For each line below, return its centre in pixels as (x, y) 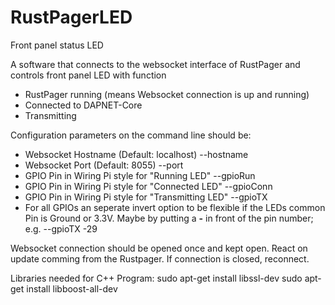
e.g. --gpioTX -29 (61, 228)
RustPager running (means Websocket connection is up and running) (167, 94)
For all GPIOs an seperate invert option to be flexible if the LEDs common (175, 207)
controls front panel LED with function (88, 75)
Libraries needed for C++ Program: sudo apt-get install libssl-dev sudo (156, 278)
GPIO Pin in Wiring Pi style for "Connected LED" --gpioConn (148, 186)
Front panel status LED (57, 45)
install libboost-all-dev (72, 288)
